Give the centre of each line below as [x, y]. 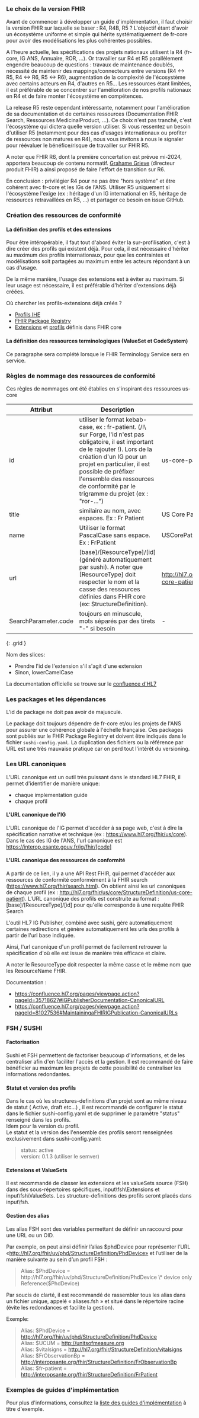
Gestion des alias [28, 1216]
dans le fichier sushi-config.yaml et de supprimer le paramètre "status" [93, 1113]
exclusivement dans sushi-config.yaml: [54, 1139]
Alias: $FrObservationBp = [53, 1355]
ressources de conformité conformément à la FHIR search [77, 879]
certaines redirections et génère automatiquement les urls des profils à [93, 929]
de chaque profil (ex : [32, 892]
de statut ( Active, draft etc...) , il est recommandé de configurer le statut [94, 1107]
